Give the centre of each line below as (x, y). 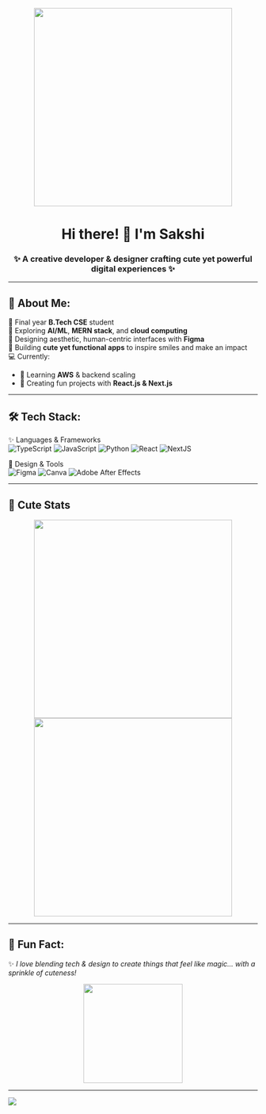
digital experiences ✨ (133, 269)
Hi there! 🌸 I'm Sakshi (133, 234)
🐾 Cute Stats (40, 505)
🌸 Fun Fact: (36, 945)
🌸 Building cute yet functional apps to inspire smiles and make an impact (128, 348)
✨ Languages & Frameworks (55, 440)
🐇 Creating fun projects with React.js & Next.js (96, 383)
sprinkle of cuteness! (42, 973)
